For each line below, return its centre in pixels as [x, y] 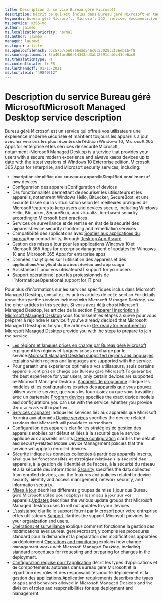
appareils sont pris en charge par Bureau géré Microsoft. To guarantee [82, 371]
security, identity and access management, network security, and [77, 479]
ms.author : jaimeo [24, 37]
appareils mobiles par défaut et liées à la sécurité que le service [76, 433]
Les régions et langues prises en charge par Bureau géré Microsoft [79, 345]
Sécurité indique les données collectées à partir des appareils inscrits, [82, 454]
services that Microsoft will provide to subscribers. [63, 423]
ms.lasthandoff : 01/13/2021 [33, 69]
